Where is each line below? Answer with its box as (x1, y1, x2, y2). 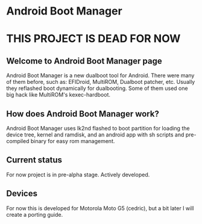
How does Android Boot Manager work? (6, 109, 160, 119)
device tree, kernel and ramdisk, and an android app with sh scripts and (6, 131, 185, 138)
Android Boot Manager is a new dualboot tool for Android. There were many (6, 72, 195, 79)
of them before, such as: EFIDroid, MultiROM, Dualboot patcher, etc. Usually (6, 78, 195, 86)
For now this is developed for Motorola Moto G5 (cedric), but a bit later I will (6, 204, 194, 212)
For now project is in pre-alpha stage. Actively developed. (6, 171, 150, 178)
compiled (6, 138, 30, 144)
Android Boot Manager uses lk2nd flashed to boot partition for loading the (6, 125, 190, 132)
